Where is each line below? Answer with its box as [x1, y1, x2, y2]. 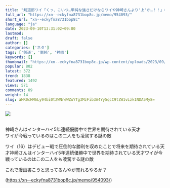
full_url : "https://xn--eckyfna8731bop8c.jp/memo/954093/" [5, 12, 133, 17]
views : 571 [5, 83, 28, 88]
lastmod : [5, 31, 24, 36]
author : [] [5, 41, 28, 46]
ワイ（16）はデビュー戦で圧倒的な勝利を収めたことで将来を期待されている [5, 143, 160, 149]
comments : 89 [5, 87, 33, 93]
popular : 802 [5, 64, 33, 69]
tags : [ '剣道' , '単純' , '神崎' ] [5, 50, 69, 55]
